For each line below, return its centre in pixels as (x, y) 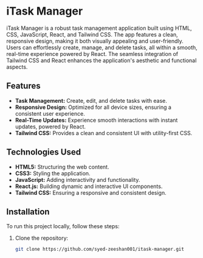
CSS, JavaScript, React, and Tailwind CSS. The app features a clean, (92, 34)
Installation (28, 211)
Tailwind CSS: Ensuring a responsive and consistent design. (91, 192)
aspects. (17, 67)
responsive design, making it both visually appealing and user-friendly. (95, 41)
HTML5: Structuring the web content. (62, 167)
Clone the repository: (42, 238)
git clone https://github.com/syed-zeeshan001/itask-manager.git (99, 249)
